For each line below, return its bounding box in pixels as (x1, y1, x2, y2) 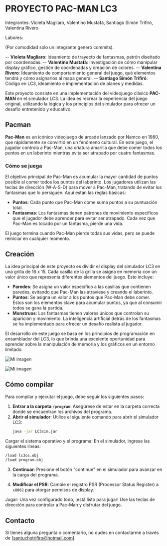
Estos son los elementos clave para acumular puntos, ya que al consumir (12, 299, 163, 305)
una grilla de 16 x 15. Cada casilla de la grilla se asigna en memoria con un (5, 268, 157, 274)
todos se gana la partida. (12, 304, 64, 310)
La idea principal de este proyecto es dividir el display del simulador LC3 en (5, 263, 161, 269)
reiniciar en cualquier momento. (5, 235, 71, 241)
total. (12, 204, 23, 210)
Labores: (5, 34, 23, 40)
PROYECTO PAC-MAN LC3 (5, 3, 118, 14)
